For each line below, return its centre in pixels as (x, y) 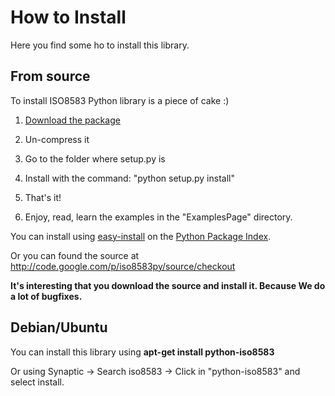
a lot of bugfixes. (46, 296)
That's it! (43, 197)
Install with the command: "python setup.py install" (129, 178)
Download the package (72, 120)
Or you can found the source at (75, 255)
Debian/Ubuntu (59, 327)
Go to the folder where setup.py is (95, 158)
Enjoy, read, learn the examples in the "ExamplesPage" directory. (158, 217)
